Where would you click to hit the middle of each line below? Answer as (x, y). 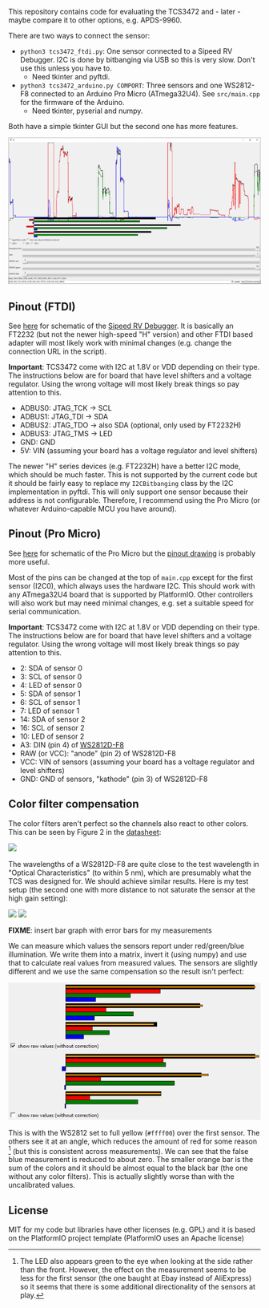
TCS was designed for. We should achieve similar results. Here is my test (128, 881)
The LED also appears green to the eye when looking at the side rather (137, 1261)
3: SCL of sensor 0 (51, 676)
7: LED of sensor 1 (50, 711)
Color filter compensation (74, 804)
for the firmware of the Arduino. (72, 102)
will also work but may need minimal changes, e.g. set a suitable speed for (131, 603)
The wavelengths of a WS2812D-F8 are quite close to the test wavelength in (134, 864)
